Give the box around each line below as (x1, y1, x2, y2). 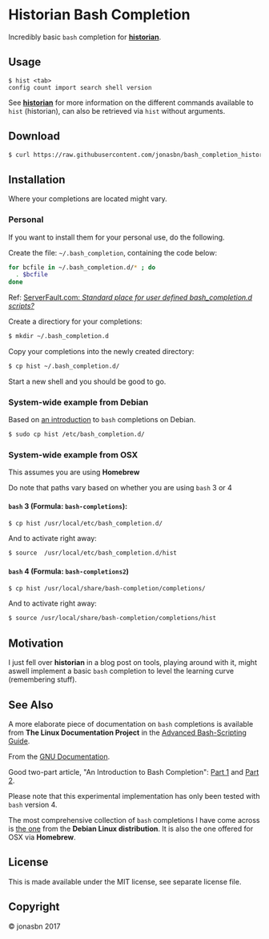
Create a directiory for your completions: (8, 316, 143, 326)
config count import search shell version (8, 83, 152, 91)
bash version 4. (8, 800, 58, 809)
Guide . (8, 735, 30, 746)
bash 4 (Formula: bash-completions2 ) (8, 566, 130, 576)
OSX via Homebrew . (8, 832, 76, 842)
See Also (8, 698, 54, 711)
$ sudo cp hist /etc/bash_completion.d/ (8, 430, 146, 438)
